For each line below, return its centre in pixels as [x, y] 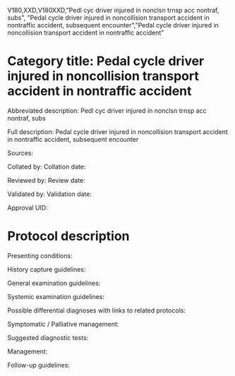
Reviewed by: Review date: [47, 180]
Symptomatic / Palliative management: [63, 324]
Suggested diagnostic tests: [48, 337]
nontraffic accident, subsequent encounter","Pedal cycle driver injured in [113, 25]
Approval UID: [28, 207]
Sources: [20, 153]
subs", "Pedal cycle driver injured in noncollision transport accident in [108, 18]
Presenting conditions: [40, 255]
